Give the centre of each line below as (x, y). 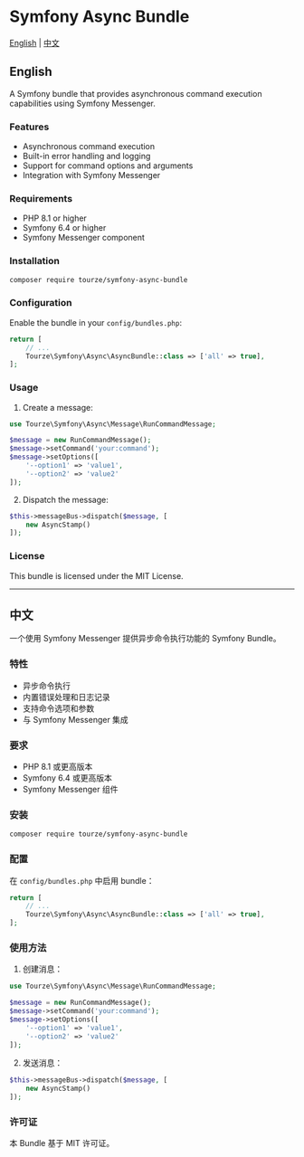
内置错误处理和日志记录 (66, 697)
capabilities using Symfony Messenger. (82, 103)
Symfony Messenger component (83, 238)
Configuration (41, 303)
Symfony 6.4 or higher (64, 228)
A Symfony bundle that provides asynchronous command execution (136, 93)
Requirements (41, 198)
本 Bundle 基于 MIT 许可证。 (62, 1143)
